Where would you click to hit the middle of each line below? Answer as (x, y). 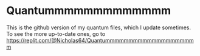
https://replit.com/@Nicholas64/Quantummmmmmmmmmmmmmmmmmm (100, 40)
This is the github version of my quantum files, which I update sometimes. (99, 27)
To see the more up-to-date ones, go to (56, 33)
